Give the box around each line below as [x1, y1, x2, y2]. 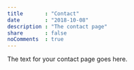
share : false [7, 29, 68, 37]
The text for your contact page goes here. [7, 55, 128, 63]
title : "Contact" [7, 10, 80, 17]
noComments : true [7, 36, 64, 43]
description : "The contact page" [7, 23, 108, 30]
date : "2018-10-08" [7, 17, 89, 24]
